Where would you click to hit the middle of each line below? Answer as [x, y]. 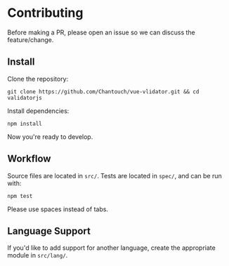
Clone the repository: [38, 79]
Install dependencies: [38, 111]
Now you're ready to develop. [50, 137]
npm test [20, 196]
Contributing [45, 13]
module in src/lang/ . [38, 255]
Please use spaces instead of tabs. [58, 209]
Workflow [29, 159]
